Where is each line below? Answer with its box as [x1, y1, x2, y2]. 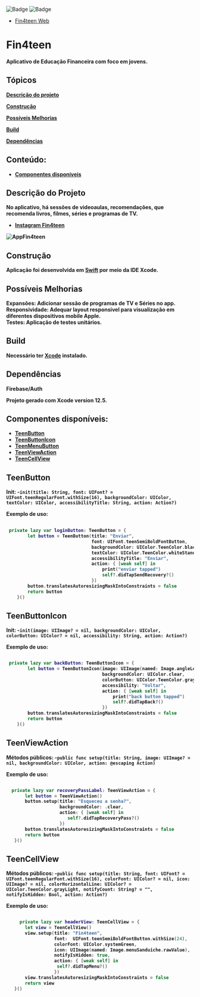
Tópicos [6, 75, 37, 85]
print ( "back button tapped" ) [112, 693, 185, 699]
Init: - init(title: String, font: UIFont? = [6, 488, 113, 496]
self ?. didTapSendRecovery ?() [102, 572, 174, 578]
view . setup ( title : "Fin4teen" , [24, 930, 102, 936]
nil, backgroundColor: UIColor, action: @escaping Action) [6, 760, 156, 766]
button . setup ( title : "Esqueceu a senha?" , [24, 799, 132, 805]
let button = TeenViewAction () [24, 793, 102, 799]
